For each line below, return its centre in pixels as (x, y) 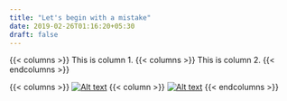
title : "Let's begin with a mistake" (80, 18)
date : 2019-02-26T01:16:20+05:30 (72, 26)
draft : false (34, 34)
